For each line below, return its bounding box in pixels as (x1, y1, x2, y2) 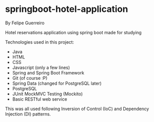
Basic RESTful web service (12, 96, 68, 102)
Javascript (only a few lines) (12, 64, 70, 70)
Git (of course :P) (12, 75, 48, 81)
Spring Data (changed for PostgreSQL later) (12, 80, 102, 86)
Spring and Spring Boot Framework (12, 69, 85, 75)
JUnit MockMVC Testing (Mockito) (12, 91, 83, 97)
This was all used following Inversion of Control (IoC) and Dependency (5, 106, 150, 112)
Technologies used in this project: (5, 39, 74, 45)
